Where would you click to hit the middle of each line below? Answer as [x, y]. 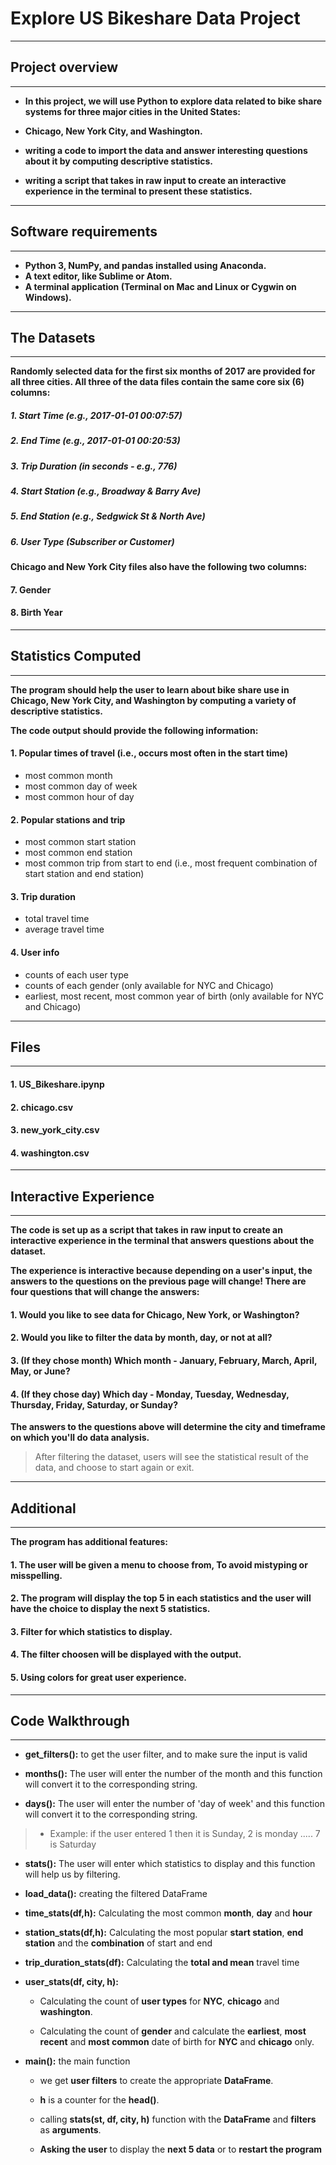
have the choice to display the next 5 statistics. [110, 1609]
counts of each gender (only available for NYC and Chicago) [149, 985]
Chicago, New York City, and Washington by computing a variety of [153, 700]
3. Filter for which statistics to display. [91, 1631]
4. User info [35, 953]
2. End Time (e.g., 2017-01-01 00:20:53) [95, 441]
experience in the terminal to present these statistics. [138, 191]
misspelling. [36, 1575]
